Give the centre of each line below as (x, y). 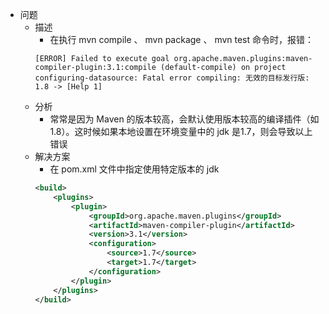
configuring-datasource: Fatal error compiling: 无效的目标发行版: (172, 78)
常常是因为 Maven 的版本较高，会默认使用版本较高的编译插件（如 (184, 119)
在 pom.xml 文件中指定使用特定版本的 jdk (134, 169)
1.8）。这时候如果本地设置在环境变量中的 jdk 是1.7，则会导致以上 (181, 131)
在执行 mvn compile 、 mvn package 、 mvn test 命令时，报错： (182, 39)
